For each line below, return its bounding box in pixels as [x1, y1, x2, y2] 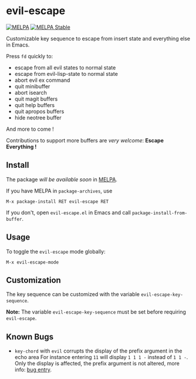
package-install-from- [131, 210, 188, 216]
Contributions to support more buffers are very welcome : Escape [6, 137, 164, 144]
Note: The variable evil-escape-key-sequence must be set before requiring [6, 308, 187, 315]
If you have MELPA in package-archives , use [6, 187, 113, 194]
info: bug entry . [14, 366, 52, 373]
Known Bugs [6, 331, 54, 342]
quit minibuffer [14, 82, 50, 89]
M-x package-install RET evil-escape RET [6, 198, 109, 204]
